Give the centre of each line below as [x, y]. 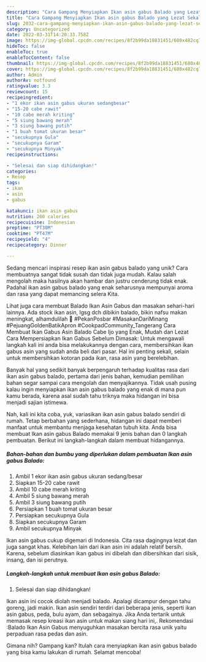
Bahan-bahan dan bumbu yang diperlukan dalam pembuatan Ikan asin [99, 454]
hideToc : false [26, 47]
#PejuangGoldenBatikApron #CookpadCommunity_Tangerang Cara [91, 325]
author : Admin [25, 75]
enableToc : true [27, 52]
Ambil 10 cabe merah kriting [51, 489]
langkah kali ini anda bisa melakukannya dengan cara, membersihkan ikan [100, 344]
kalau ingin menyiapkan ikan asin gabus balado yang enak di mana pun [96, 389]
